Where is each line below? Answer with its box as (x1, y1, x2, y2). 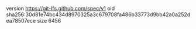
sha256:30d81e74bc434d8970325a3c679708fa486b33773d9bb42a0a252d (6, 11, 191, 18)
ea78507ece (6, 17, 36, 24)
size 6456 (37, 17, 61, 24)
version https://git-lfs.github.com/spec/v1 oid (6, 5, 115, 12)
